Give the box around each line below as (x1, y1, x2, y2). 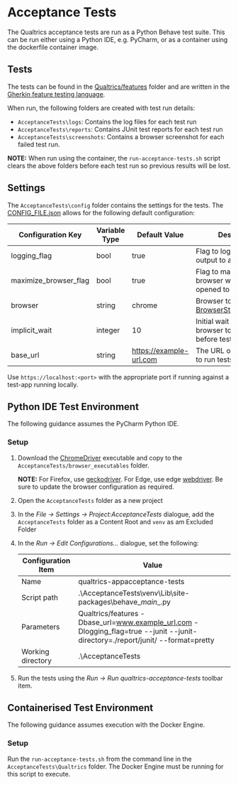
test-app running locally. (7, 380, 79, 389)
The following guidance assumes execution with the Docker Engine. (7, 720, 205, 729)
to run (195, 354, 216, 364)
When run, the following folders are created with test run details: (7, 104, 195, 112)
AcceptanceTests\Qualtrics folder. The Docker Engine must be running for (7, 762, 225, 771)
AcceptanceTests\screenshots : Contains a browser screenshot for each (17, 132, 225, 141)
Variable (96, 225, 125, 235)
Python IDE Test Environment (7, 401, 140, 413)
